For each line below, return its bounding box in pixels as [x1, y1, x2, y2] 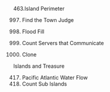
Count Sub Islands [21, 80, 67, 87]
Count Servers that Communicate [21, 40, 104, 46]
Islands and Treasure [13, 62, 65, 69]
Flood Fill [21, 28, 45, 35]
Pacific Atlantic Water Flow [21, 74, 88, 81]
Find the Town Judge [21, 17, 74, 23]
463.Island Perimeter [13, 5, 65, 12]
